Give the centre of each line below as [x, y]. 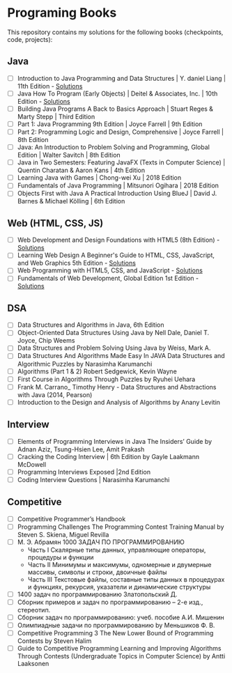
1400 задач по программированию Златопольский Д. [97, 594]
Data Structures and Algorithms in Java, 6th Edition [91, 325]
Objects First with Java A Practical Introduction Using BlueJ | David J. [117, 194]
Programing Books [62, 13]
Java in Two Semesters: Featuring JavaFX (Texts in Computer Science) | [121, 162]
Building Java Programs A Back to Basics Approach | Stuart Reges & [115, 109]
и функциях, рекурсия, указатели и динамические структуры [119, 587]
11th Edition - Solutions [50, 86]
